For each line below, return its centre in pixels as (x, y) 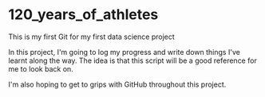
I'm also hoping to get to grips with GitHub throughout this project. (117, 84)
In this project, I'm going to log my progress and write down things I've (125, 52)
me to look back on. (41, 68)
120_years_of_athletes (83, 15)
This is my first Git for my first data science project (92, 37)
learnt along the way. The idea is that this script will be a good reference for (132, 60)
